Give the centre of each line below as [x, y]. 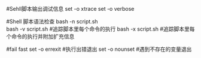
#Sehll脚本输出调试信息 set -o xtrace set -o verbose [70, 9]
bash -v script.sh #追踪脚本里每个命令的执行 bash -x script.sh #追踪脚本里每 [100, 29]
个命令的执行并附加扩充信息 [40, 36]
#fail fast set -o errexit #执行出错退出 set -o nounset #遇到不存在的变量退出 [99, 49]
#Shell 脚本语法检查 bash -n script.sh [52, 22]
